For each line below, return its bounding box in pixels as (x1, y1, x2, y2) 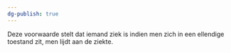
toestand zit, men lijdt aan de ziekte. (7, 37, 114, 46)
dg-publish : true (7, 10, 59, 18)
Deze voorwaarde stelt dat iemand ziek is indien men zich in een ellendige (7, 30, 225, 38)
